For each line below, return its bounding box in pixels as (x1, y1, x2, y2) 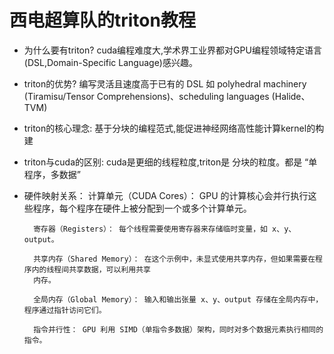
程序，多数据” (23, 168, 81, 180)
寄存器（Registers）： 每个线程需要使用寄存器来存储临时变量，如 (33, 224, 268, 234)
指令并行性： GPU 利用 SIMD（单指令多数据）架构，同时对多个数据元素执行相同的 (33, 324, 324, 335)
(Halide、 (271, 90, 311, 102)
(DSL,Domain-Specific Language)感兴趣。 (23, 56, 198, 68)
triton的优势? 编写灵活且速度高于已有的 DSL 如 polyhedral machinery (23, 77, 307, 90)
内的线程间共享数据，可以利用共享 (31, 264, 151, 275)
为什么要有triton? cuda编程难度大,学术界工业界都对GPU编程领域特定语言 (23, 44, 322, 56)
